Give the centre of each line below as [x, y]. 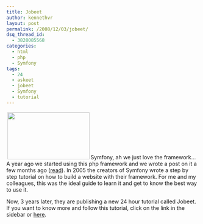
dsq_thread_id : [26, 35]
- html [20, 52]
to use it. [17, 189]
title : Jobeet [24, 12]
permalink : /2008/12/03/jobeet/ [47, 29]
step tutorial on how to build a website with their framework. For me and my [101, 176]
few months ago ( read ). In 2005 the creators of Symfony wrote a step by [98, 170]
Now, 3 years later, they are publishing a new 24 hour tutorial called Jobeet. [101, 201]
